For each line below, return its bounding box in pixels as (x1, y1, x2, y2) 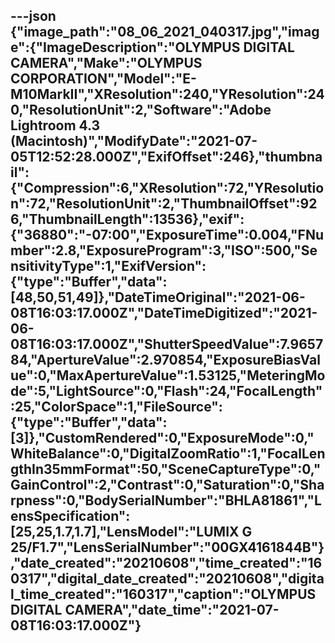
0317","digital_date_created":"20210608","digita (10, 570, 325, 588)
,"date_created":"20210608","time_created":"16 (10, 555, 323, 572)
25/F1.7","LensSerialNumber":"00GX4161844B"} (10, 539, 325, 556)
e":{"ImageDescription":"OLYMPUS (10, 39, 241, 56)
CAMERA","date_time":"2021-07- (64, 602, 280, 619)
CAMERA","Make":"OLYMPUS (10, 55, 203, 72)
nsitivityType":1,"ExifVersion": (10, 258, 207, 275)
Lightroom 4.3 (10, 117, 101, 134)
